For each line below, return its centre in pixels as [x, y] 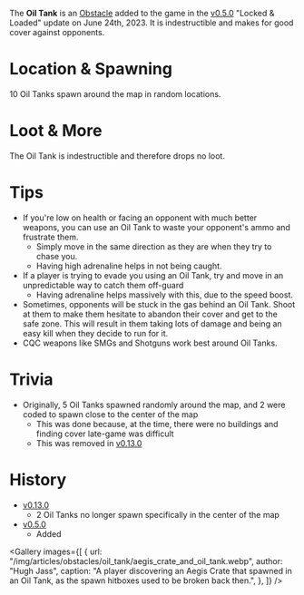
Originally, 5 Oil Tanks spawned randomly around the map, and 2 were [154, 405]
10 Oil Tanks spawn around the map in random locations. [115, 93]
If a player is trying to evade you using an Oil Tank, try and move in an [153, 275]
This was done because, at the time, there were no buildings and [157, 424]
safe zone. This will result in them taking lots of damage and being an [152, 323]
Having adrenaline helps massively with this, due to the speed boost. [164, 295]
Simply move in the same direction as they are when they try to [154, 246]
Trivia [31, 379]
